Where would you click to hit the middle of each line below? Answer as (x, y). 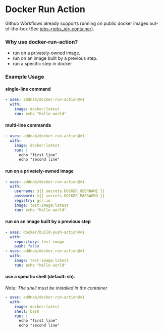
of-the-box (17, 28)
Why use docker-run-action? (42, 42)
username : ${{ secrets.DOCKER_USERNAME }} (60, 191)
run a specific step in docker (42, 64)
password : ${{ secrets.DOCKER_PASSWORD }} (60, 196)
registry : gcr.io (33, 201)
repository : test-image (39, 242)
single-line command (28, 89)
